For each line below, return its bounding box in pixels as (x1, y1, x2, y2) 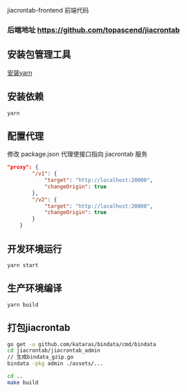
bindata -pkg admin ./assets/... (7, 360, 104, 367)
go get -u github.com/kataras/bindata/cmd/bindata (7, 341, 157, 348)
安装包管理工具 (7, 49, 71, 60)
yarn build (7, 301, 39, 308)
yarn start (7, 261, 39, 269)
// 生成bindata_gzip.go (7, 354, 74, 361)
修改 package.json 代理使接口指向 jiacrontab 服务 (7, 150, 148, 158)
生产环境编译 (7, 282, 62, 294)
